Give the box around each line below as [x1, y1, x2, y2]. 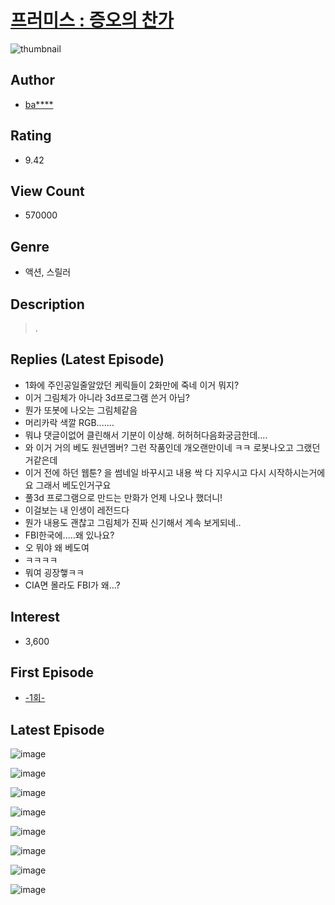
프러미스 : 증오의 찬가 [10, 9, 175, 32]
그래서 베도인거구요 [35, 479, 112, 491]
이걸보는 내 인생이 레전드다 [24, 504, 130, 516]
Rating [10, 127, 52, 145]
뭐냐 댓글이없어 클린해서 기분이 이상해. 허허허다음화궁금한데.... [24, 429, 268, 441]
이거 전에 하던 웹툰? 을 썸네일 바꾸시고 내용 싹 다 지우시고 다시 [24, 466, 267, 478]
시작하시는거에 [268, 466, 326, 478]
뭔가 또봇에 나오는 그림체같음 [24, 404, 138, 416]
